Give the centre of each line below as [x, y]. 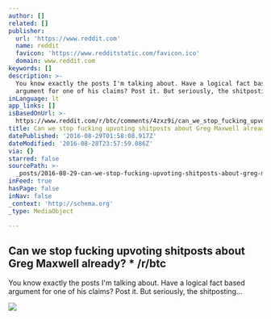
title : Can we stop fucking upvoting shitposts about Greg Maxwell [124, 128]
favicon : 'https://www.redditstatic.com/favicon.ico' [108, 53]
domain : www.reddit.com [55, 61]
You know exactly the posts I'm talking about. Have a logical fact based [127, 283]
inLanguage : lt [34, 99]
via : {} [21, 151]
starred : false [34, 158]
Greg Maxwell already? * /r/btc [88, 263]
